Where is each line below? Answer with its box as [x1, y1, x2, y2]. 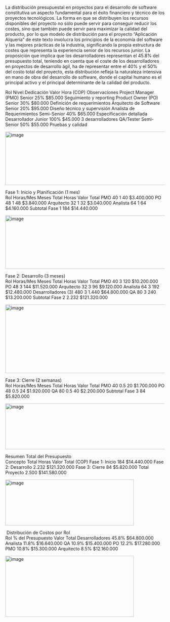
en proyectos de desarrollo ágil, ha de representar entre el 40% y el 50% [5, 63, 158, 69]
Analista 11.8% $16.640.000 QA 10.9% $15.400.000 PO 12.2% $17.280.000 [5, 541, 160, 546]
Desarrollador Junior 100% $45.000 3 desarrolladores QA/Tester [5, 116, 141, 122]
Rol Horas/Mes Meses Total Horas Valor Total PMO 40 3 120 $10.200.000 [5, 278, 158, 284]
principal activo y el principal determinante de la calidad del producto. [5, 79, 151, 85]
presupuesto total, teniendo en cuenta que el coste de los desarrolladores [5, 58, 159, 64]
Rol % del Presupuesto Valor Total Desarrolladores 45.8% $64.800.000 [5, 535, 154, 541]
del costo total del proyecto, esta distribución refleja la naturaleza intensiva [5, 69, 162, 75]
